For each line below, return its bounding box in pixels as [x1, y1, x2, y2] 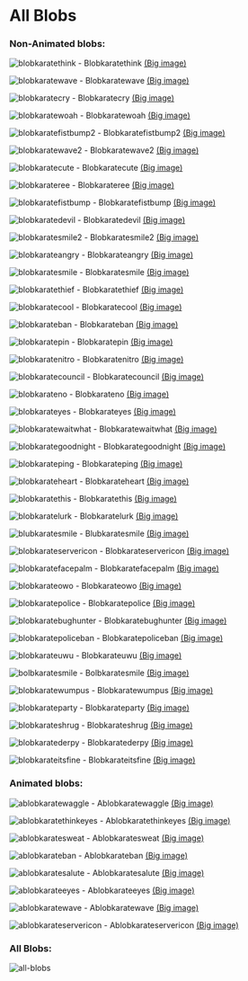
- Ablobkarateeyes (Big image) [82, 885, 195, 896]
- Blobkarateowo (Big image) [75, 581, 182, 592]
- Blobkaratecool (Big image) [75, 302, 182, 313]
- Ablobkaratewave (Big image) [84, 902, 199, 913]
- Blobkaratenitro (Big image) [75, 354, 184, 365]
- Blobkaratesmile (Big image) [79, 267, 190, 278]
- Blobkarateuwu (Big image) [75, 650, 182, 661]
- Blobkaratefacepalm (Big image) [93, 563, 220, 574]
